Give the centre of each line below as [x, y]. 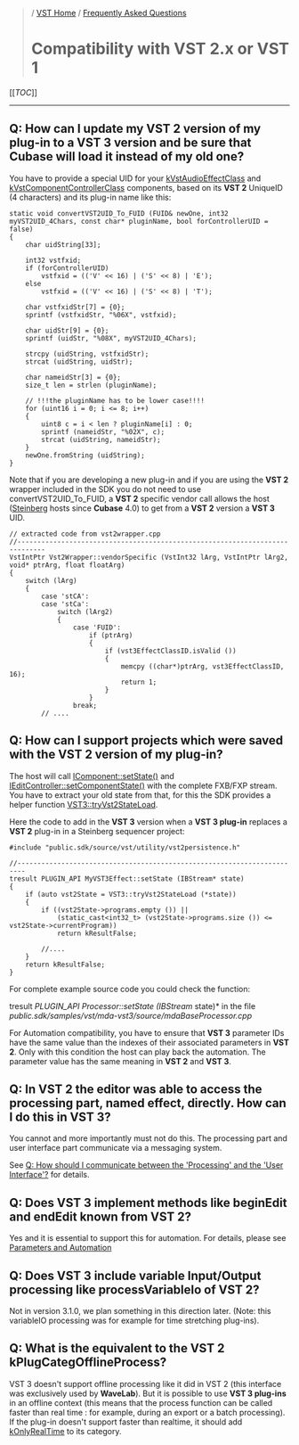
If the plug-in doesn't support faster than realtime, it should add [126, 1422]
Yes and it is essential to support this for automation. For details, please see [148, 1238]
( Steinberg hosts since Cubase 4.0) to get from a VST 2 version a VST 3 [142, 508]
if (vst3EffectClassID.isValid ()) [171, 651]
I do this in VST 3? [60, 1117]
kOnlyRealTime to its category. [65, 1431]
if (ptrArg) [111, 635]
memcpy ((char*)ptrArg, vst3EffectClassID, [202, 666]
